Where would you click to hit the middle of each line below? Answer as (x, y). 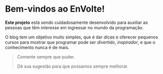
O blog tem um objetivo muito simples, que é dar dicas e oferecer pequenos (81, 37)
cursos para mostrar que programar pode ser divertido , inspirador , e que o (80, 42)
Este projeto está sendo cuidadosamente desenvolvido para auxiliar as (76, 22)
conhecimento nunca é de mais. (37, 47)
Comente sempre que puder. (46, 56)
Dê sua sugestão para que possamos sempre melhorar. (72, 66)
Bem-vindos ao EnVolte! (55, 9)
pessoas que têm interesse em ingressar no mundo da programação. (74, 27)
